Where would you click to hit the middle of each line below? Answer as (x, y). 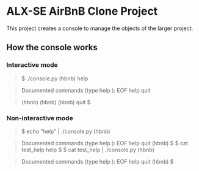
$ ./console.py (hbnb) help (55, 78)
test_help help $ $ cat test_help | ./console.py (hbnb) (88, 150)
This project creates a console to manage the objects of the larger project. (100, 28)
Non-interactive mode (40, 118)
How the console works (52, 47)
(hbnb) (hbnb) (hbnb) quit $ (56, 102)
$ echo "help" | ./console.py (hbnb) (66, 131)
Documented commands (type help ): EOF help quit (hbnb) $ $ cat (104, 143)
